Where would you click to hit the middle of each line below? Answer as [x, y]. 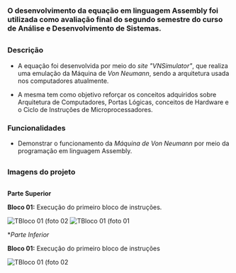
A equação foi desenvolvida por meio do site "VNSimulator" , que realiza [123, 65]
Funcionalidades [36, 128]
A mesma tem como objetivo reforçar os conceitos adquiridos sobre [117, 94]
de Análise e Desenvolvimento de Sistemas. [84, 28]
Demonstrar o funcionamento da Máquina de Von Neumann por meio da [123, 143]
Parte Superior [29, 193]
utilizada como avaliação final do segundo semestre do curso [115, 19]
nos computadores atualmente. [63, 81]
